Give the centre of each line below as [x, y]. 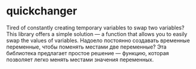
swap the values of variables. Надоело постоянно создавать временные [98, 40]
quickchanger [42, 11]
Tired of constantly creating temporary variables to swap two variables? [95, 28]
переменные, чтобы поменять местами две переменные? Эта [87, 47]
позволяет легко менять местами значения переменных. [80, 59]
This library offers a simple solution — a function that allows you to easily [97, 34]
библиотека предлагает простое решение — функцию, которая [88, 53]
